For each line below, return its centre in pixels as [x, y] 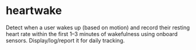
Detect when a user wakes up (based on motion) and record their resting [98, 27]
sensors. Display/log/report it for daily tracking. [65, 40]
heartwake [34, 11]
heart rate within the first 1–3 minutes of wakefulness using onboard [92, 34]
